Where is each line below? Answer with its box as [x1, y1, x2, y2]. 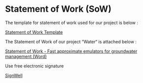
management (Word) [5, 53, 47, 59]
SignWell [5, 72, 23, 78]
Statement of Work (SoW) [5, 3, 112, 15]
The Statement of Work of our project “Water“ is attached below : [5, 38, 137, 45]
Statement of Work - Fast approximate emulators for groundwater [5, 48, 138, 54]
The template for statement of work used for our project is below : [5, 20, 139, 26]
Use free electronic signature [5, 63, 64, 69]
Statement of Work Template [5, 29, 63, 35]
